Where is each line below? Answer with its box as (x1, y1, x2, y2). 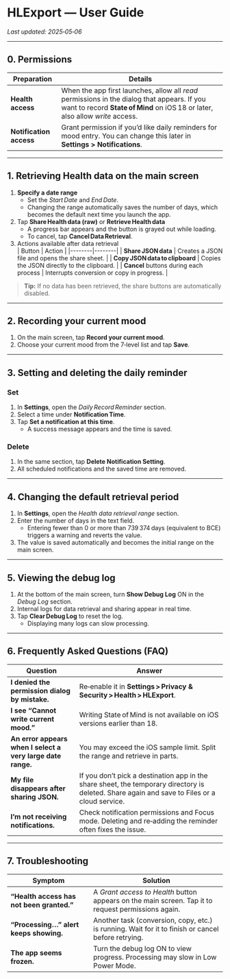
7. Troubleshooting (7, 855, 89, 867)
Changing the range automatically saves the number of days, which (27, 203, 218, 211)
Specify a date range (16, 188, 78, 197)
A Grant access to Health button (93, 887, 197, 897)
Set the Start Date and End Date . (27, 195, 118, 203)
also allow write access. (61, 111, 138, 121)
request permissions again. (93, 904, 181, 914)
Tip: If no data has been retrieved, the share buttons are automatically (23, 282, 222, 290)
